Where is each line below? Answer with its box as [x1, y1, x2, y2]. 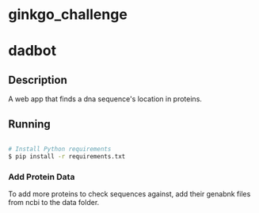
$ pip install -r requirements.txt [8, 152, 126, 160]
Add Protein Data [8, 171, 75, 182]
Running [8, 117, 51, 131]
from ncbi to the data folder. [8, 198, 100, 207]
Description [8, 73, 67, 86]
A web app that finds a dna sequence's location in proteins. [8, 94, 202, 104]
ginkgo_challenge [8, 6, 128, 24]
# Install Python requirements [8, 145, 112, 153]
